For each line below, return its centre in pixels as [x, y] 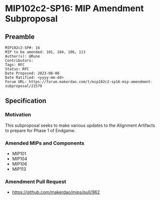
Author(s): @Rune [23, 56]
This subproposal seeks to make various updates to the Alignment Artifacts [80, 125]
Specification [26, 101]
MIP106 [20, 164]
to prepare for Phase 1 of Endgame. [40, 130]
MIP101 [19, 153]
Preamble [20, 37]
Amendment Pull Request [36, 182]
